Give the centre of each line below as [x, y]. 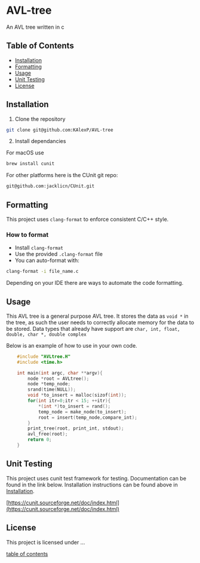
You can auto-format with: [47, 260]
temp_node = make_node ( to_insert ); [82, 412]
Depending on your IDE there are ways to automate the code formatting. [95, 283]
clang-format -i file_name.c [42, 272]
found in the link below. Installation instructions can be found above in [92, 485]
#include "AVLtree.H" [44, 357]
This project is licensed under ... [46, 542]
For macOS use [25, 153]
